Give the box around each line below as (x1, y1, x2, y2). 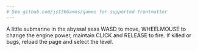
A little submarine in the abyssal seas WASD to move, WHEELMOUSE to (6, 25, 186, 32)
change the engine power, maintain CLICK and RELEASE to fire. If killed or (6, 31, 192, 39)
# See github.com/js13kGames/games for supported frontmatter (6, 8, 168, 15)
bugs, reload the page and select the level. (6, 38, 114, 45)
